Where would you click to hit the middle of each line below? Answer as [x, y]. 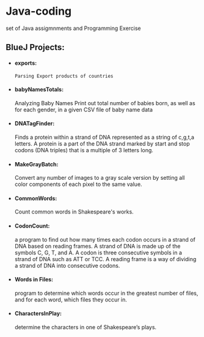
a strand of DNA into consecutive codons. [67, 265]
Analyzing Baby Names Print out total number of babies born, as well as [105, 103]
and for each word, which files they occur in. [71, 299]
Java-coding [39, 11]
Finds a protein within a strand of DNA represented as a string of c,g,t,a [104, 137]
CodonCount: [32, 226]
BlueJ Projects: [35, 47]
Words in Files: [34, 280]
